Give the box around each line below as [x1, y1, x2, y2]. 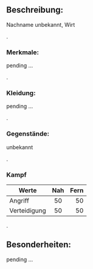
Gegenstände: [6, 130, 50, 138]
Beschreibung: [6, 5, 64, 15]
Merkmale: [6, 48, 40, 57]
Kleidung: [6, 89, 36, 97]
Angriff [9, 197, 29, 204]
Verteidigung [9, 206, 47, 215]
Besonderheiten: [6, 240, 72, 250]
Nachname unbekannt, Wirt [6, 21, 75, 28]
